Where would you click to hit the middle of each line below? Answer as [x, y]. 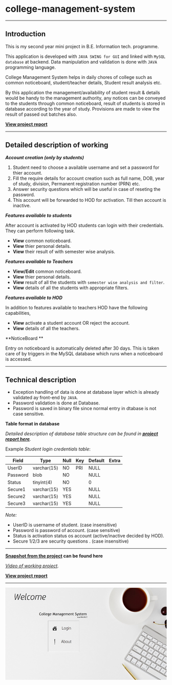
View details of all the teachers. [46, 328]
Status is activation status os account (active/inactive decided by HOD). [89, 536]
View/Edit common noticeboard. [47, 271]
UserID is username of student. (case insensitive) [65, 525]
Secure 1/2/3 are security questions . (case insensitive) [71, 541]
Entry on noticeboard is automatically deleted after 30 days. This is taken [82, 348]
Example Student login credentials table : [48, 449]
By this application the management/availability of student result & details [83, 92]
